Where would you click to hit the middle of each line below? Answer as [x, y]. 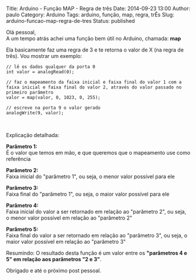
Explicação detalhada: [33, 135]
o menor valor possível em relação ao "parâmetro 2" [69, 218]
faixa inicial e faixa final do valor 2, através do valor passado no [94, 87]
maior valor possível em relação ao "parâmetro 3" [66, 242]
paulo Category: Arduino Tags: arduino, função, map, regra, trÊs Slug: [90, 15]
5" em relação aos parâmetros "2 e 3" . [54, 259]
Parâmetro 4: [23, 205]
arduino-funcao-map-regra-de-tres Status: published [71, 21]
